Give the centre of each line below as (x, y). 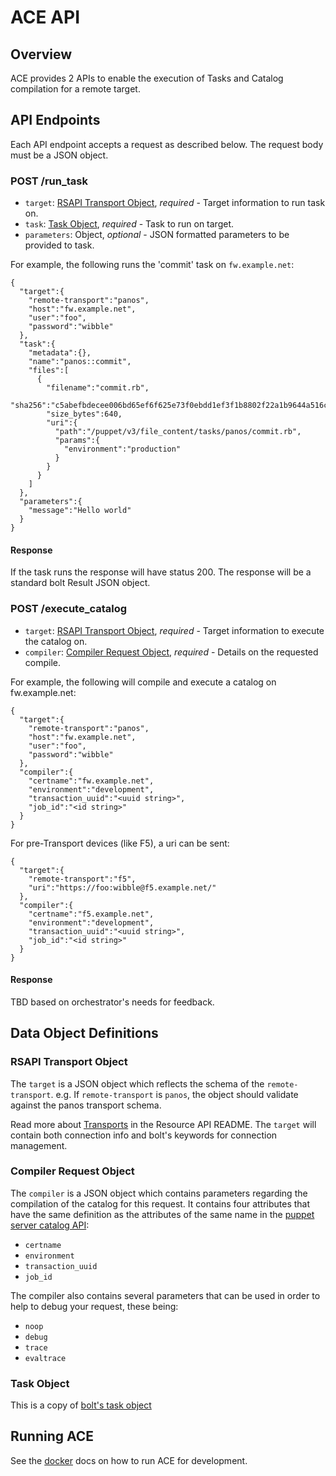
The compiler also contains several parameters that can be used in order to (165, 1295)
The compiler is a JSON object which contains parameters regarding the (159, 1193)
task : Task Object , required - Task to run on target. (129, 224)
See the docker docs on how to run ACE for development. (129, 1460)
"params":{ (77, 441)
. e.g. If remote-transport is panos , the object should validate (174, 1094)
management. (39, 1145)
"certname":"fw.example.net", (91, 781)
